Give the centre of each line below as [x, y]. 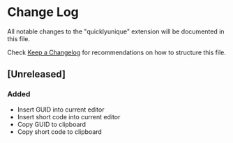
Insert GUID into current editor [61, 110]
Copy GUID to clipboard [51, 124]
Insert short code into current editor [69, 116]
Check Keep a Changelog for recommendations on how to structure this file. [117, 52]
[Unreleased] [37, 74]
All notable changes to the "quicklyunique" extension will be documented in [116, 31]
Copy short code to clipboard [60, 131]
